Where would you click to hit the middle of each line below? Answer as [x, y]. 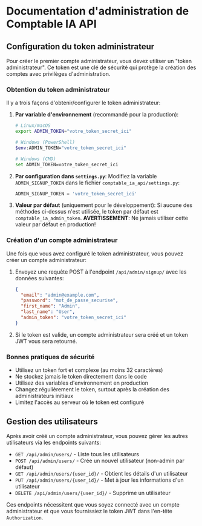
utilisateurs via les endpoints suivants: [54, 442]
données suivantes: [39, 278]
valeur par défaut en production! [55, 224]
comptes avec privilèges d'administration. [58, 74]
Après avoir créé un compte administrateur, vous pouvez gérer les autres [97, 436]
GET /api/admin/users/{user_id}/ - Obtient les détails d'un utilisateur [102, 473]
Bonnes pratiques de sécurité [50, 357]
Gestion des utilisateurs [52, 421]
